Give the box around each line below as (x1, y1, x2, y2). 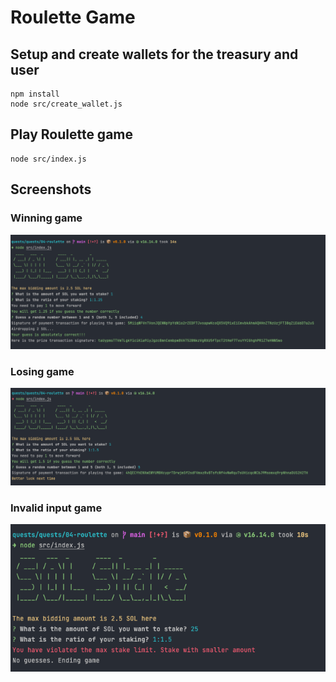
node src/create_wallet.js (10, 99, 123, 109)
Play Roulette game (10, 126, 134, 143)
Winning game (10, 211, 83, 225)
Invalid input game (10, 501, 103, 515)
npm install (10, 89, 60, 99)
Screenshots (10, 181, 92, 198)
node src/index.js (10, 154, 87, 164)
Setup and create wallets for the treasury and (10, 46, 299, 63)
